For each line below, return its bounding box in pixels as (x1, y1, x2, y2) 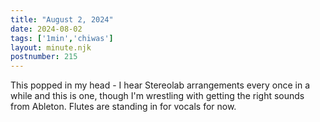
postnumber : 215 (10, 52, 78, 62)
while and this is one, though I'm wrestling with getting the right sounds (10, 90, 305, 102)
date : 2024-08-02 (10, 24, 83, 34)
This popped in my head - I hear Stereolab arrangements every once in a (10, 79, 311, 91)
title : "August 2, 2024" (10, 14, 114, 25)
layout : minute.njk (10, 42, 92, 53)
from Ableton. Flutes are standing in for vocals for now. (10, 101, 237, 113)
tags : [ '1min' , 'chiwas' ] (10, 33, 114, 43)
